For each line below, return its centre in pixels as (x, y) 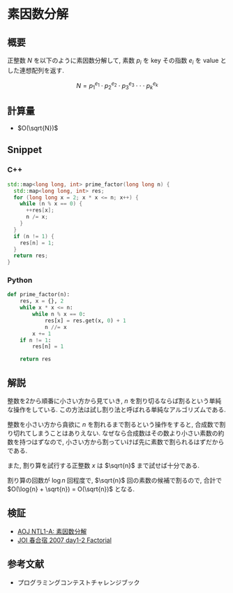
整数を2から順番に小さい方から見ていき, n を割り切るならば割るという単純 (114, 401)
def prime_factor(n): (39, 295)
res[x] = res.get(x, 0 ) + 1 (85, 321)
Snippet (25, 150)
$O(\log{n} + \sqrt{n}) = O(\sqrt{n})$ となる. (71, 489)
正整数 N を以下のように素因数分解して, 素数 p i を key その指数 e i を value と (117, 61)
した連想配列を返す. (36, 70)
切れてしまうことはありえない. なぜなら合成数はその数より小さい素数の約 (119, 433)
